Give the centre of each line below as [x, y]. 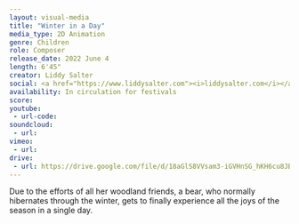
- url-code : [35, 116]
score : [21, 100]
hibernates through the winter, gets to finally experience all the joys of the [145, 201]
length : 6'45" [36, 68]
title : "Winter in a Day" [57, 26]
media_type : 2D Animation [57, 34]
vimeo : [21, 141]
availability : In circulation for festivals [93, 92]
